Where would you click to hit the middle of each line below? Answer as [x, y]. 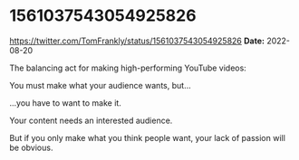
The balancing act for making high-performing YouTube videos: [128, 68]
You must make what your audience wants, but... [101, 85]
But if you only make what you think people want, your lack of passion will [147, 137]
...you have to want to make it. [66, 103]
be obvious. [31, 147]
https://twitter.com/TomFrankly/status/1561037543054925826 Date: [137, 41]
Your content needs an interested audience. [91, 120]
